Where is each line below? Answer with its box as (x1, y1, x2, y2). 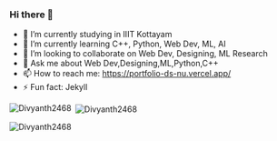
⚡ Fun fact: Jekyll (22, 82, 88, 93)
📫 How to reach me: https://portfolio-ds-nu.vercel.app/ (22, 68, 232, 79)
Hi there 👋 (9, 8, 54, 21)
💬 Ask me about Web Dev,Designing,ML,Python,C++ (22, 58, 220, 69)
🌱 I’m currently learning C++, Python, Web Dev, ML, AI (22, 38, 226, 49)
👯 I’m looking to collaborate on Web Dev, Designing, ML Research (22, 48, 268, 59)
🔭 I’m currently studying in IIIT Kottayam (22, 29, 173, 40)
